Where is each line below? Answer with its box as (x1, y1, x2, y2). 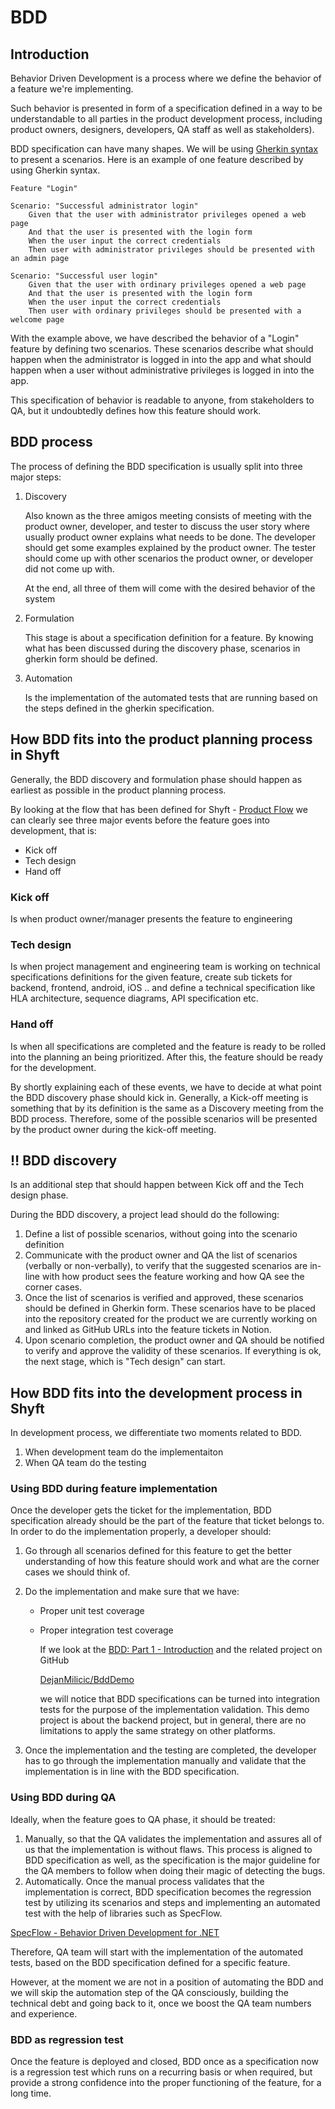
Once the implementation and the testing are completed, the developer (24, 1744, 317, 1756)
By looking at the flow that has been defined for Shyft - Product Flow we (10, 803, 308, 815)
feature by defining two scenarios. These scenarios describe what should (10, 343, 314, 355)
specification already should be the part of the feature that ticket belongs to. (10, 1515, 325, 1527)
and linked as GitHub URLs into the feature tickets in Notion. (24, 1324, 272, 1336)
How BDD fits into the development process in (10, 1384, 303, 1401)
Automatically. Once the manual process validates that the (24, 1875, 265, 1887)
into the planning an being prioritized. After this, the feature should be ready (10, 1051, 323, 1063)
